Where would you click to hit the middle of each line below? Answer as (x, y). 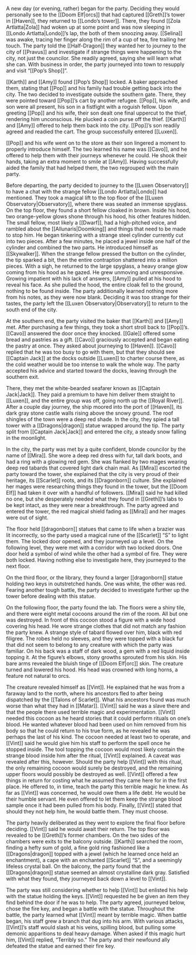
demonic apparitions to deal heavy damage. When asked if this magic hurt (96, 933)
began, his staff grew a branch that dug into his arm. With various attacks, (95, 921)
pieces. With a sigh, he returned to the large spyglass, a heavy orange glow (97, 266)
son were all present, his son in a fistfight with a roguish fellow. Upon (89, 107)
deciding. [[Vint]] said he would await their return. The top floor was (88, 829)
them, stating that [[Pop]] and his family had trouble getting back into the (94, 88)
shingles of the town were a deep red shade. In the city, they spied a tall (93, 419)
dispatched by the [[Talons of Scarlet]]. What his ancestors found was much (98, 699)
